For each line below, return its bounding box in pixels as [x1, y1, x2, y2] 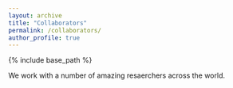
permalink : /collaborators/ [8, 26, 102, 34]
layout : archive [8, 11, 62, 20]
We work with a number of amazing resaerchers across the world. [8, 71, 226, 80]
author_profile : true [8, 33, 81, 42]
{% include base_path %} [8, 55, 93, 65]
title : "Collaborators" [8, 19, 88, 27]
